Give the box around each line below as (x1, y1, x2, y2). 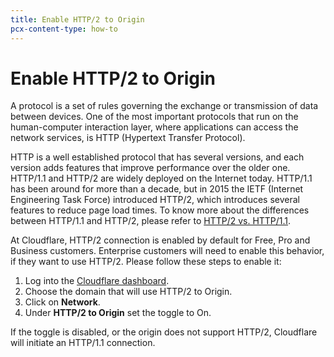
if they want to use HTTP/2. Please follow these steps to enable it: (10, 256, 282, 268)
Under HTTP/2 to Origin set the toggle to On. (24, 307, 212, 319)
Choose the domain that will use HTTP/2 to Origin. (24, 286, 233, 298)
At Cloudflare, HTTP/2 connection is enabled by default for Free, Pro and (10, 234, 311, 246)
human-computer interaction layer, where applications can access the (10, 121, 299, 133)
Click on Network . (24, 296, 101, 308)
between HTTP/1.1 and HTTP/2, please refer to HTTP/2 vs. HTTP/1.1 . (10, 215, 292, 227)
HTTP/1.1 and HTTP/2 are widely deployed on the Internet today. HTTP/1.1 (10, 172, 313, 185)
